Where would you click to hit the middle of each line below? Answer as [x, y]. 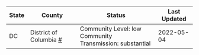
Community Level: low [111, 29]
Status [116, 15]
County [52, 15]
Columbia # [46, 39]
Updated [174, 19]
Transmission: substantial [115, 43]
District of [44, 32]
